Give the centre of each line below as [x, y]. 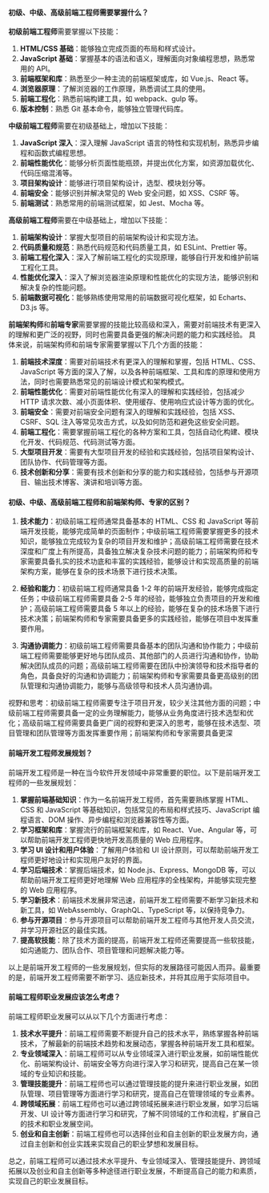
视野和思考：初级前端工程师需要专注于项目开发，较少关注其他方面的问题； [131, 703]
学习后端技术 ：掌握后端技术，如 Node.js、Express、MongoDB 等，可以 [138, 869]
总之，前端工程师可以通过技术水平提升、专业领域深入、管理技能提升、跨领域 [134, 1161]
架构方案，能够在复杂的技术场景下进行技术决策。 [100, 572]
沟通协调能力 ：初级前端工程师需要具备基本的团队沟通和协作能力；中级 [136, 645]
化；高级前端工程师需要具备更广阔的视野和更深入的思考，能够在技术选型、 [131, 723]
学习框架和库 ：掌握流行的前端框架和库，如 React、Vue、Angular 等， [135, 829]
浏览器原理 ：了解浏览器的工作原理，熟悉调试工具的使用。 [114, 89]
